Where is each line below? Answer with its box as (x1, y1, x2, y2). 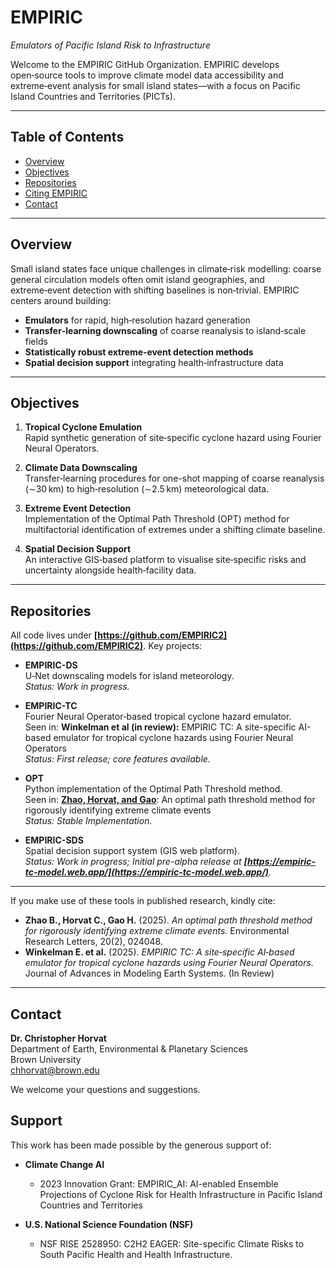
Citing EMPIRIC (24, 187, 88, 199)
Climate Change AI (24, 1158, 105, 1170)
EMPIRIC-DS (24, 659, 78, 671)
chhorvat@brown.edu (10, 1064, 100, 1076)
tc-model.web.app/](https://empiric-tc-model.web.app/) (24, 866, 270, 878)
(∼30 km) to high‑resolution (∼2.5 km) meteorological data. (24, 483, 270, 495)
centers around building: (10, 294, 112, 306)
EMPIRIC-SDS (24, 834, 84, 846)
